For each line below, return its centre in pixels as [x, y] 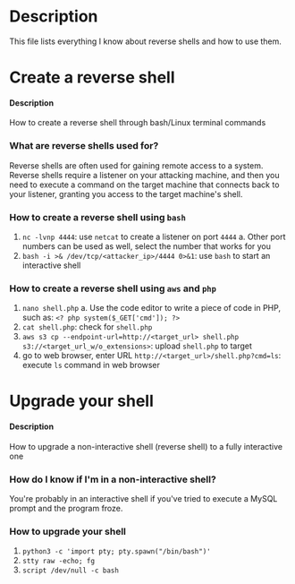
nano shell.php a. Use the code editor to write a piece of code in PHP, [152, 308]
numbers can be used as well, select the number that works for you [146, 246]
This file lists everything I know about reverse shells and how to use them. [145, 41]
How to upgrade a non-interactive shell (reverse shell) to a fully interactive [146, 446]
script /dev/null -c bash [70, 571]
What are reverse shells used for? [84, 146]
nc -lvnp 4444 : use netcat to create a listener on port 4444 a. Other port [154, 236]
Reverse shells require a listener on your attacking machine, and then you [144, 175]
